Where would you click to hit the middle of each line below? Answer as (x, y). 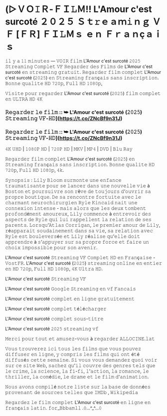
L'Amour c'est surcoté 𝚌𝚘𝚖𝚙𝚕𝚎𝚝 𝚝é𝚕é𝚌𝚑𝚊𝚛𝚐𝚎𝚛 (56, 309)
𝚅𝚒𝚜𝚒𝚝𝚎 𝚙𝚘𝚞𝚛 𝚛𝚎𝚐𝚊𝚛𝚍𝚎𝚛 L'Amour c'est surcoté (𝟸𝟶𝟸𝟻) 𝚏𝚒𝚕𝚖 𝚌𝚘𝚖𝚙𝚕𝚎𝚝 (83, 93)
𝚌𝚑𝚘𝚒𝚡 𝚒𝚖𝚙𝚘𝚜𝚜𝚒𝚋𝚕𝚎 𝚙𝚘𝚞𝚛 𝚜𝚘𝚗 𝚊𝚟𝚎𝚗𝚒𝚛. (52, 248)
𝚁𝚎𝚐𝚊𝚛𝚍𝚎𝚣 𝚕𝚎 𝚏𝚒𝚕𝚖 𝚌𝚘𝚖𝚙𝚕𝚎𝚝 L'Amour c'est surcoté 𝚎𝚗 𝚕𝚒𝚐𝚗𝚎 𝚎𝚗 (78, 403)
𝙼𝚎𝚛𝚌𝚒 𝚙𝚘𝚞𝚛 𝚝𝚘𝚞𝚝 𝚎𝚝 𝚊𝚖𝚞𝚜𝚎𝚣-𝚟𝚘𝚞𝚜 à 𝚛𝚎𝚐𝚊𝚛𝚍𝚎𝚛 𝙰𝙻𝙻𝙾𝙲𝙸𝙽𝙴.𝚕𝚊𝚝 (80, 339)
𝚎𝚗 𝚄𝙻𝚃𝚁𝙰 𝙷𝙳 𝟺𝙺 (24, 99)
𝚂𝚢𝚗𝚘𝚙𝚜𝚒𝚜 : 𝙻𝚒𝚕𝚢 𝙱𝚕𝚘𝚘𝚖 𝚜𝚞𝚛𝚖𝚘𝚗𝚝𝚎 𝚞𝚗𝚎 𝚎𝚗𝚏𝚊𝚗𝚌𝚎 (64, 180)
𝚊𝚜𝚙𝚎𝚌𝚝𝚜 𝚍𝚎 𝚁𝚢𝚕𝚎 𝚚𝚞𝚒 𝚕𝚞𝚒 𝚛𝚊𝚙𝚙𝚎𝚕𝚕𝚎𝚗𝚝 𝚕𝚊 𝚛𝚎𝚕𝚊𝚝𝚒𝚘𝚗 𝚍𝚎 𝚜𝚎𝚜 (79, 220)
